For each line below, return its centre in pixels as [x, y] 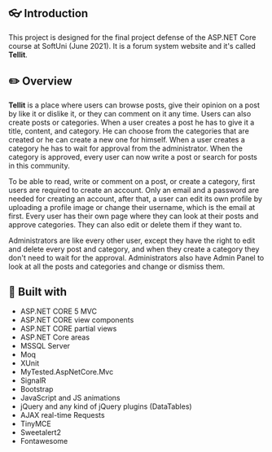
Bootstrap [37, 389]
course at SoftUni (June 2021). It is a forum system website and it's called [132, 46]
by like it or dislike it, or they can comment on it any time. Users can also [130, 113]
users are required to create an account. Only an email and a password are [134, 190]
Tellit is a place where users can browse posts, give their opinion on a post [134, 105]
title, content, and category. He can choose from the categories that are [129, 131]
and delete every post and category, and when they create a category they [134, 249]
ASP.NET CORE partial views [68, 329]
